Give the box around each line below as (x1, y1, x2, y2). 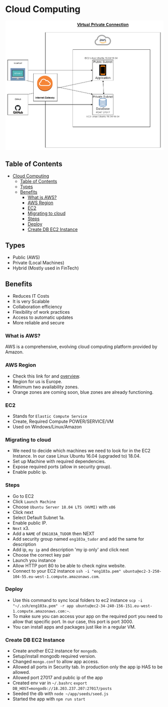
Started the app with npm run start (12, 696, 86, 702)
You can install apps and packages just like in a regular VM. (12, 624, 136, 630)
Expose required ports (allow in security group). (12, 464, 112, 470)
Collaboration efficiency (12, 304, 62, 310)
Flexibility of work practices (12, 309, 70, 315)
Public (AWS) (12, 254, 40, 260)
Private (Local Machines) (12, 260, 64, 266)
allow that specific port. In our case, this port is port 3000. (12, 618, 133, 625)
